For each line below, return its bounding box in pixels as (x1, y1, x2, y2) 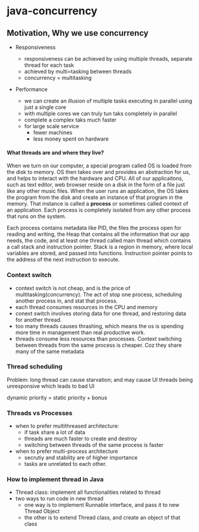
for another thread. (15, 316, 62, 323)
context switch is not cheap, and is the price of (15, 284, 131, 291)
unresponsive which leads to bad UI (7, 382, 94, 390)
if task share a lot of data (24, 429, 86, 436)
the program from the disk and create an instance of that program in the (7, 194, 183, 201)
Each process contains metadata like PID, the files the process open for (7, 225, 182, 232)
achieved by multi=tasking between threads (24, 68, 132, 75)
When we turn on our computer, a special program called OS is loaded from (7, 162, 192, 169)
